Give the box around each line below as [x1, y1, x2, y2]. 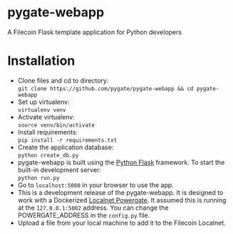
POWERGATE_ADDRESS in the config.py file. [17, 211, 150, 219]
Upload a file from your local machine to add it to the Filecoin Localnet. [17, 218, 226, 227]
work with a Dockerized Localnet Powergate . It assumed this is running [17, 196, 227, 204]
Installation [7, 53, 76, 69]
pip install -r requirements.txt [17, 137, 118, 144]
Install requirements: [17, 127, 78, 136]
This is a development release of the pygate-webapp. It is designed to [17, 188, 224, 196]
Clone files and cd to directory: [17, 76, 109, 85]
